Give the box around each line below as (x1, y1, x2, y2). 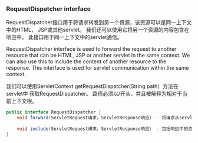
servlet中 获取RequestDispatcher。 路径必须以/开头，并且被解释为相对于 (6, 90, 183, 97)
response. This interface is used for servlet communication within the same (6, 64, 189, 71)
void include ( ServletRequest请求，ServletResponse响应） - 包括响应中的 (16, 126, 189, 132)
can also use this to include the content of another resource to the (6, 58, 167, 65)
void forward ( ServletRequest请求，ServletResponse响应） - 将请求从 (16, 115, 180, 121)
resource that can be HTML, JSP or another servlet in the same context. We (6, 52, 190, 59)
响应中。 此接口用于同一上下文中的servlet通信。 (6, 34, 123, 41)
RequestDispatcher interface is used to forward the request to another (6, 45, 177, 53)
